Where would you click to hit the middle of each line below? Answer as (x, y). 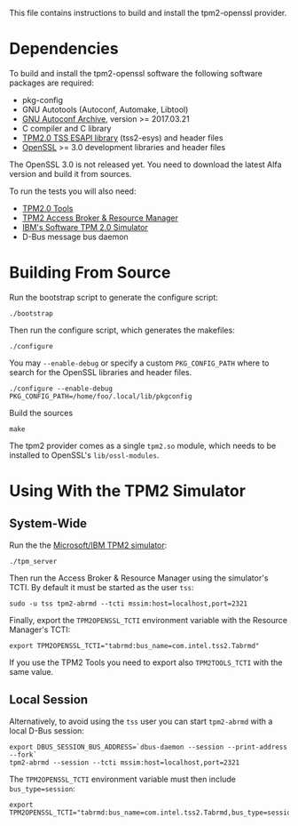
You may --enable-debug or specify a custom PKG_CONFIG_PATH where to (139, 363)
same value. (31, 671)
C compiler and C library (67, 128)
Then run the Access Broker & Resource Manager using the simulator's (139, 578)
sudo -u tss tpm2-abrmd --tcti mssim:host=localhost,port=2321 (129, 604)
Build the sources (41, 413)
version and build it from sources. (71, 173)
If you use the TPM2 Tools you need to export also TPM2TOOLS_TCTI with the (146, 662)
